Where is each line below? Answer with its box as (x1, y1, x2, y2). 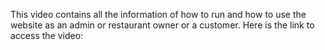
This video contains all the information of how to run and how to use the (10, 9, 307, 20)
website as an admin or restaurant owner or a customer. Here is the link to (10, 19, 315, 31)
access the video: (10, 30, 84, 41)
